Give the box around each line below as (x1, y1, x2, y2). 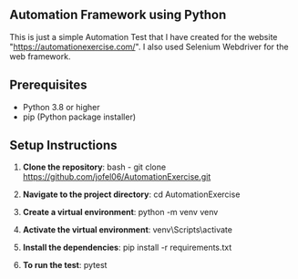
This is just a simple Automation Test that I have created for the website (9, 31, 278, 42)
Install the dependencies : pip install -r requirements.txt (22, 242, 232, 253)
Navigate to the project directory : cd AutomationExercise (22, 189, 241, 200)
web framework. (9, 50, 71, 62)
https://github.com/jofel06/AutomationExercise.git (22, 171, 211, 182)
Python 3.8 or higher (22, 101, 100, 112)
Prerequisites (9, 77, 87, 93)
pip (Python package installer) (22, 111, 137, 122)
